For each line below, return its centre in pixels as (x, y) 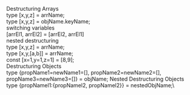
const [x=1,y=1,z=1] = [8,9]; (40, 60)
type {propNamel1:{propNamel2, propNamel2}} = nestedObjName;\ (90, 85)
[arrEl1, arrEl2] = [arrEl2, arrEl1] (45, 34)
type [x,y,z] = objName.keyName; (48, 21)
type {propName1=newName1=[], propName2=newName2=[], (84, 72)
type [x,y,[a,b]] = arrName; (40, 53)
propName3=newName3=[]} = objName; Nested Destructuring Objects (95, 79)
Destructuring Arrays (32, 9)
